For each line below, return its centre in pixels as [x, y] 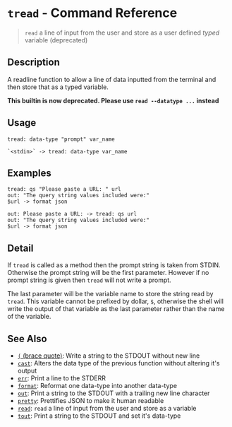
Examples [29, 173]
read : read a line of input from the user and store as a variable [107, 408]
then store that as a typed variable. [58, 87]
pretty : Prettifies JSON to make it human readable [91, 400]
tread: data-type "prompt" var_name [61, 139]
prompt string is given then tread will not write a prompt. [89, 280]
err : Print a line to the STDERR [61, 378]
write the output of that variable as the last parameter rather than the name [116, 309]
